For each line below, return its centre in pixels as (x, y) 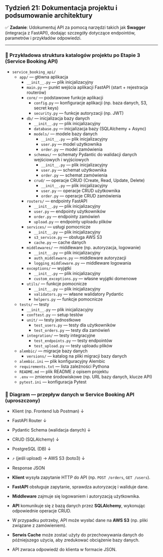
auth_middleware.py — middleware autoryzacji (80, 258)
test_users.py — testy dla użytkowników (75, 325)
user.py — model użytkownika (71, 144)
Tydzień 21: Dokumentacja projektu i (61, 8)
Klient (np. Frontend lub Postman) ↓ (48, 411)
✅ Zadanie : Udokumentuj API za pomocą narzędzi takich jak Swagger (75, 27)
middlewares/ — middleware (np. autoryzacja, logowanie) (84, 248)
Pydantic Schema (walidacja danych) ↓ (51, 430)
